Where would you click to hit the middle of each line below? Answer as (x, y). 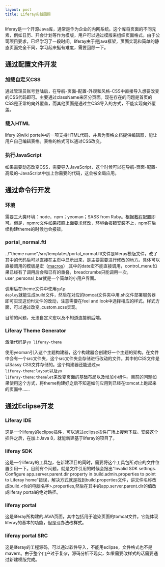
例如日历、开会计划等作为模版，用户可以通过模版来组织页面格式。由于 (84, 35)
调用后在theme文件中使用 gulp (35, 289)
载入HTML (18, 123)
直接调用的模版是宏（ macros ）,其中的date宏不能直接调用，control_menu (79, 266)
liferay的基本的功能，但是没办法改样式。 (46, 523)
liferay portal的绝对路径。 (35, 492)
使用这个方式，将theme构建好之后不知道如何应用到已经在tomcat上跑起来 (83, 383)
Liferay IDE (18, 420)
